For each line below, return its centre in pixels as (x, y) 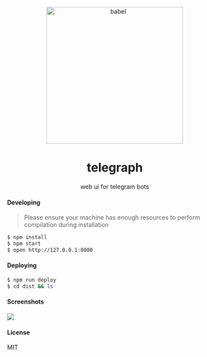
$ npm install (27, 237)
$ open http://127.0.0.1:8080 (50, 250)
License (19, 332)
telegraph (115, 168)
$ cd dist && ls (30, 286)
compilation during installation (66, 225)
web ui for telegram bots (115, 186)
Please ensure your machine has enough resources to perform (112, 217)
